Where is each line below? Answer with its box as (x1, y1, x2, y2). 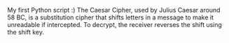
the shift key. (7, 28, 44, 36)
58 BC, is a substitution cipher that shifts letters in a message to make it (7, 13, 214, 21)
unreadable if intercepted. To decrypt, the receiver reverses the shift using (7, 21, 223, 28)
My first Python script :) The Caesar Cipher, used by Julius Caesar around (7, 6, 221, 14)
